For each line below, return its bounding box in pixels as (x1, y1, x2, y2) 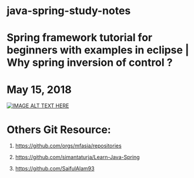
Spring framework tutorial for (6, 31, 152, 45)
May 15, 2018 (6, 83, 72, 96)
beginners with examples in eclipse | (6, 43, 190, 57)
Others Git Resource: (6, 123, 111, 136)
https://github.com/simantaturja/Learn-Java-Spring (15, 154, 140, 161)
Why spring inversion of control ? (6, 56, 173, 69)
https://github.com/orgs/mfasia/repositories (15, 142, 122, 149)
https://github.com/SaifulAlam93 (15, 165, 95, 172)
